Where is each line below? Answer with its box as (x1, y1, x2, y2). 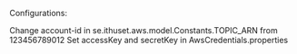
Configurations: (9, 8, 68, 18)
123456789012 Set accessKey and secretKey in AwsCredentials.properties (9, 35, 289, 45)
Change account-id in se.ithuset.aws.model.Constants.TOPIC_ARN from (9, 25, 279, 35)
